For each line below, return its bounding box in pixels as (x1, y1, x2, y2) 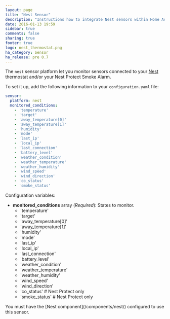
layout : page (5, 7, 33, 13)
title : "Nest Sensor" (5, 12, 51, 17)
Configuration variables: (5, 192, 56, 198)
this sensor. (5, 309, 29, 315)
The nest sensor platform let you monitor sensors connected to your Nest (5, 68, 158, 75)
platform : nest (10, 98, 42, 103)
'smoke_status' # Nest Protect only (20, 294, 93, 300)
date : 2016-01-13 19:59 (5, 21, 56, 27)
